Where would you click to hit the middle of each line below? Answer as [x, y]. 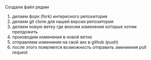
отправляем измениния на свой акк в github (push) [65, 42]
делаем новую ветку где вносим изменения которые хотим [74, 27]
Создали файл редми [27, 7]
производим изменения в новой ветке [52, 37]
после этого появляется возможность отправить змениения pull [79, 47]
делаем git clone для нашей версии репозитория [63, 22]
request [20, 52]
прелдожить [25, 32]
